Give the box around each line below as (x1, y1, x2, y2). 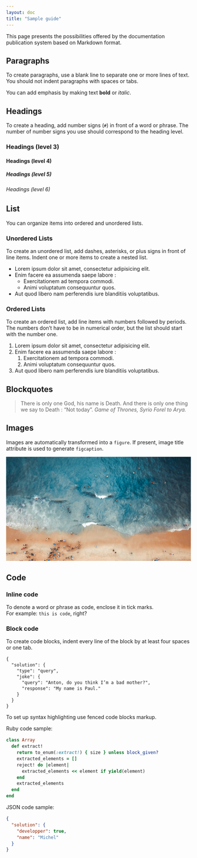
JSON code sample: (6, 804, 55, 811)
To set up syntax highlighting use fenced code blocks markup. (6, 714, 157, 721)
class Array (6, 737, 35, 743)
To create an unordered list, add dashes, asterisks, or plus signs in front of (6, 247, 186, 254)
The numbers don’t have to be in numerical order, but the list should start (6, 324, 183, 332)
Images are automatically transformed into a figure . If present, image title (6, 438, 184, 445)
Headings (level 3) (6, 143, 60, 151)
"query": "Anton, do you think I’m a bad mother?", (21, 680, 151, 686)
